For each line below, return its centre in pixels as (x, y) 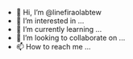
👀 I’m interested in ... (50, 21)
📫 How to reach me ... (53, 47)
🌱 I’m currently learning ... (59, 29)
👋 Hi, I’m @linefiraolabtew (59, 12)
